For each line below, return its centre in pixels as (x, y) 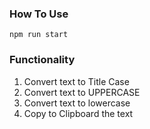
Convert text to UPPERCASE (82, 92)
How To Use (39, 14)
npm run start (39, 35)
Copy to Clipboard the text (78, 113)
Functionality (42, 60)
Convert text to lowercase (77, 103)
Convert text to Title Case (76, 81)
